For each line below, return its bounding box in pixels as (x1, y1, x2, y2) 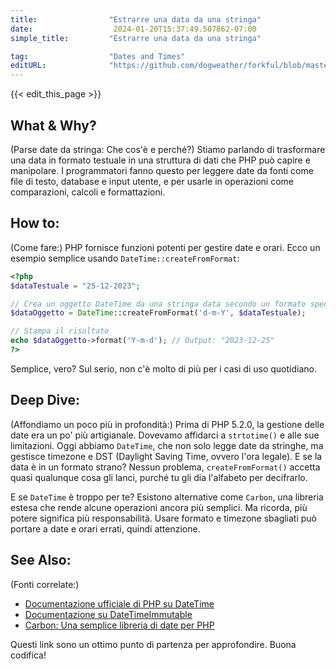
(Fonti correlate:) (10, 578, 80, 590)
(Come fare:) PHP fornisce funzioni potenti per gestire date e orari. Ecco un (10, 241, 321, 253)
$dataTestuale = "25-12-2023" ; (10, 281, 141, 291)
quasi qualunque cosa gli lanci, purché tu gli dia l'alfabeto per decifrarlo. (10, 471, 308, 483)
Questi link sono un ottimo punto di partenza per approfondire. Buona (10, 638, 297, 650)
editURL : (10, 61, 47, 71)
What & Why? (10, 117, 97, 134)
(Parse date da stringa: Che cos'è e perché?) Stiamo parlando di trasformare (10, 143, 326, 155)
